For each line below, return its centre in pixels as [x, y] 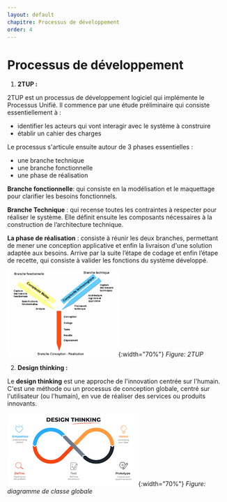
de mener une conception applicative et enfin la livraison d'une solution [110, 246]
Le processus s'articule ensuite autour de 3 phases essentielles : [100, 147]
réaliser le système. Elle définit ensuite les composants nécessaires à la [110, 217]
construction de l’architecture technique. [65, 225]
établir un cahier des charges [59, 133]
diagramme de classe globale [50, 492]
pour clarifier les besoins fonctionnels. [62, 196]
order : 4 [20, 29]
